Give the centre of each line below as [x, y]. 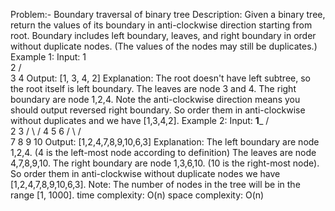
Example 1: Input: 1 [48, 57]
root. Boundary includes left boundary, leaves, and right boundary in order [163, 35]
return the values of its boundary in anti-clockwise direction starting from [161, 25]
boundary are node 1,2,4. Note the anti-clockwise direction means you [155, 99]
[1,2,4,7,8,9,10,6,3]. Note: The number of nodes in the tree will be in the [155, 184]
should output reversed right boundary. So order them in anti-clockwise [158, 110]
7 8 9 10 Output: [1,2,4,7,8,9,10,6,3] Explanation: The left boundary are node [165, 142]
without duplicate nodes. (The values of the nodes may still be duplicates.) [164, 46]
